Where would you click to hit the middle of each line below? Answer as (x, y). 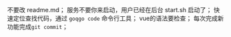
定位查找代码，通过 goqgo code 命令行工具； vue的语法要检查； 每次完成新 (118, 18)
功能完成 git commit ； (38, 27)
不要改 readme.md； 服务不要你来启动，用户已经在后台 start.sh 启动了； (110, 10)
